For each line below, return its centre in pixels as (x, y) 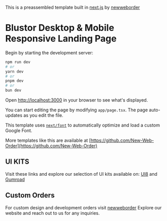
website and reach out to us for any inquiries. (53, 213)
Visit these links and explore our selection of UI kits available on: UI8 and (81, 174)
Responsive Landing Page (61, 39)
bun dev (13, 90)
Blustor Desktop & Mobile (60, 28)
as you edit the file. (43, 115)
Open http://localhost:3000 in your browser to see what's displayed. (77, 100)
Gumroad (15, 179)
